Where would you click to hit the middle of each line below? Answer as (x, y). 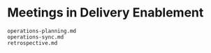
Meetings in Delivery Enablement (105, 13)
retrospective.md (32, 43)
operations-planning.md (42, 31)
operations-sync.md (36, 37)
